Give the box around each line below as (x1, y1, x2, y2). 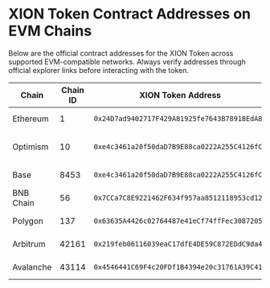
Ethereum (12, 113, 50, 124)
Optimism (12, 141, 49, 152)
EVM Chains (8, 22, 92, 40)
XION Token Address (139, 89, 222, 100)
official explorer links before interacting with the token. (8, 65, 189, 75)
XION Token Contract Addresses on (8, 5, 252, 23)
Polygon (12, 215, 44, 226)
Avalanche (12, 262, 52, 273)
